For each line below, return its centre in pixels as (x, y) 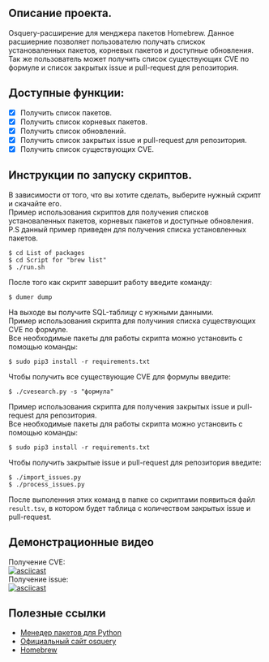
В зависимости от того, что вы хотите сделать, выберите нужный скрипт (135, 195)
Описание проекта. (60, 13)
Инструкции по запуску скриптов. (100, 175)
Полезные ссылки (57, 613)
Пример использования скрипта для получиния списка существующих (132, 321)
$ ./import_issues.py (45, 477)
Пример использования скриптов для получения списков (109, 212)
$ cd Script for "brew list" (58, 260)
